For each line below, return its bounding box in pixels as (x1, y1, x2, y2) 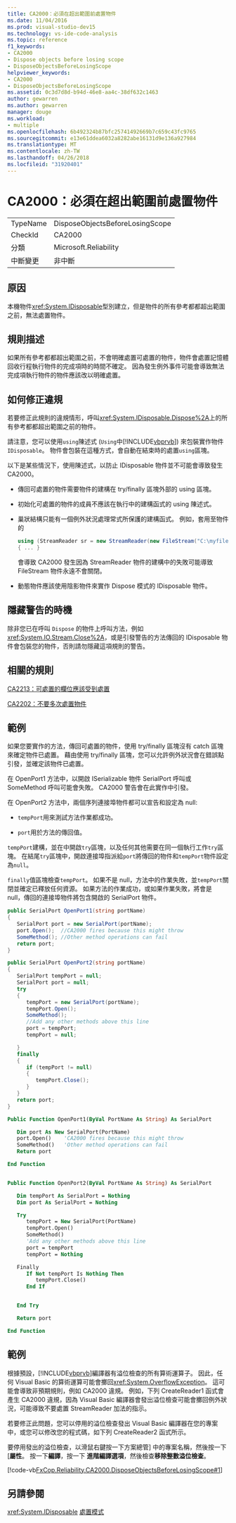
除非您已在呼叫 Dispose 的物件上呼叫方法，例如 (7, 624, 144, 632)
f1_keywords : (7, 43, 46, 50)
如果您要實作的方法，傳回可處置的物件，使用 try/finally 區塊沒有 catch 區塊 (7, 742, 224, 751)
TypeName (11, 218, 47, 228)
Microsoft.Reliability (53, 242, 119, 252)
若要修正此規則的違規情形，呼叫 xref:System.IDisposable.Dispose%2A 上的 (7, 413, 222, 422)
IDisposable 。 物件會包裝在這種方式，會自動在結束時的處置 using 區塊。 (7, 446, 214, 455)
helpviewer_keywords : (7, 69, 71, 76)
